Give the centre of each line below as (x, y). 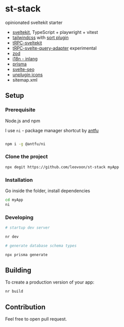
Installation (19, 180)
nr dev (12, 237)
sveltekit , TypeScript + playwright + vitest (55, 32)
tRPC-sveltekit (27, 42)
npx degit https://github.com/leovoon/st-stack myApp (62, 167)
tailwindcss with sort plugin (40, 37)
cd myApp (14, 200)
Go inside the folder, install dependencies (48, 191)
